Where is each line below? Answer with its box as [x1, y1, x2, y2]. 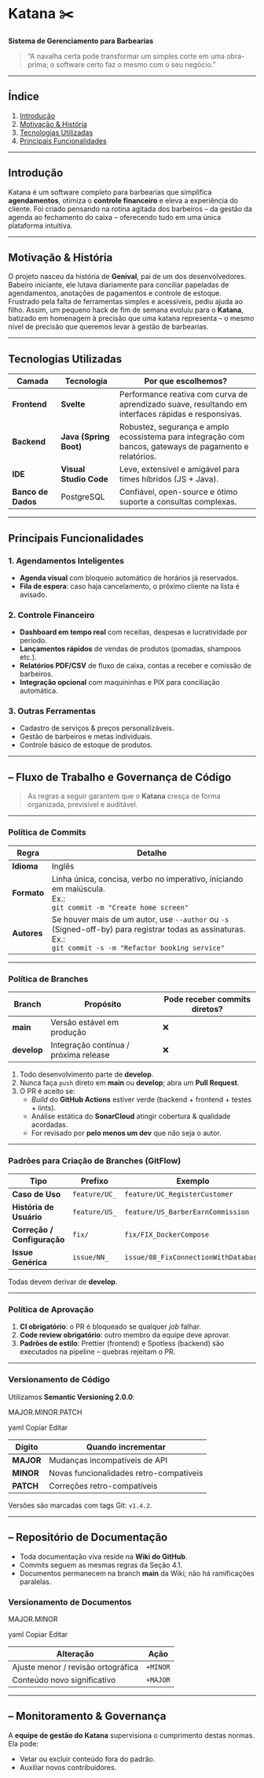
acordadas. [31, 1119, 68, 1129]
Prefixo [80, 1176, 108, 1187]
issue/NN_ [71, 1253, 109, 1262]
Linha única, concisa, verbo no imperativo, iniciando [51, 873, 244, 884]
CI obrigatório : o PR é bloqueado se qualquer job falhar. [19, 1322, 202, 1331]
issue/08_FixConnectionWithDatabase [124, 1253, 262, 1262]
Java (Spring [60, 431, 110, 442]
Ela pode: [8, 1739, 39, 1748]
